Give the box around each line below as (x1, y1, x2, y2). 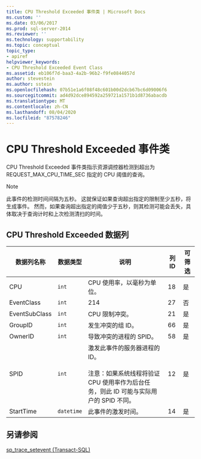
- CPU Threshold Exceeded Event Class (6, 64, 103, 71)
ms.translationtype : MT (6, 98, 66, 104)
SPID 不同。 (101, 397, 135, 404)
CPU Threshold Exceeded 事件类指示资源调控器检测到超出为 (6, 163, 156, 171)
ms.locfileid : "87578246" (6, 115, 71, 121)
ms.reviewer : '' (6, 31, 47, 37)
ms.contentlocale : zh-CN (6, 103, 68, 110)
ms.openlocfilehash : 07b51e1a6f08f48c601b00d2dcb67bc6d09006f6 (6, 87, 167, 93)
